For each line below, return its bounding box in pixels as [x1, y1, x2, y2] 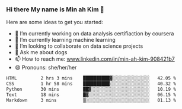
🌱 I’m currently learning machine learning [14, 37, 116, 44]
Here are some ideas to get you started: [6, 19, 104, 26]
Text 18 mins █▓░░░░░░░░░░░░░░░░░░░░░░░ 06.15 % [6, 91, 177, 98]
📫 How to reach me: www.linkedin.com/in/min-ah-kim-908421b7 [14, 55, 175, 62]
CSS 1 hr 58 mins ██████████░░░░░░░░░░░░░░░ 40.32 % [6, 81, 177, 87]
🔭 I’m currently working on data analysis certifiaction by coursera [14, 30, 174, 37]
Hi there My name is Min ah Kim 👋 [6, 5, 105, 14]
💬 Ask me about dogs [14, 49, 68, 56]
